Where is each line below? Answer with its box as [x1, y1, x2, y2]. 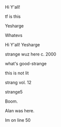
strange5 [5, 89, 23, 94]
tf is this [5, 14, 21, 19]
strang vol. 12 [5, 80, 32, 85]
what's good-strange [5, 61, 47, 66]
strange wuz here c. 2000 [5, 51, 57, 57]
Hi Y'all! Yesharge [5, 42, 40, 48]
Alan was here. [5, 108, 35, 113]
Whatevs [5, 33, 23, 38]
